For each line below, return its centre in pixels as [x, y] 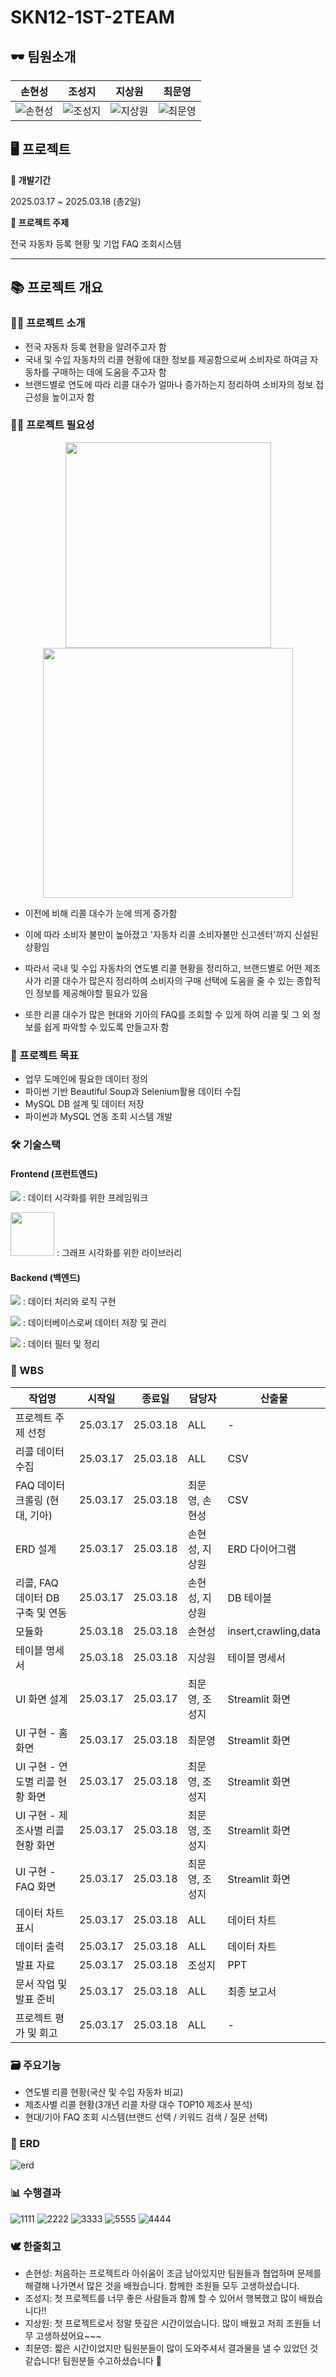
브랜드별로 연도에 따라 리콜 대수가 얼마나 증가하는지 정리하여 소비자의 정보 [169, 384]
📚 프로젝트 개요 [56, 287]
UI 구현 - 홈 [41, 1733]
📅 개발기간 [31, 180]
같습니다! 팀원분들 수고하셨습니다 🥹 [93, 2360]
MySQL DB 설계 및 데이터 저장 [84, 1104]
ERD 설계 [36, 1549]
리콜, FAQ [37, 1583]
